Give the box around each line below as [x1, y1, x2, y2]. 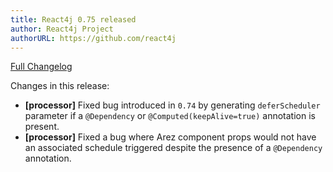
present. [24, 121, 60, 133]
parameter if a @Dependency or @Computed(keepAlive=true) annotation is [24, 110, 316, 122]
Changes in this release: [10, 80, 110, 92]
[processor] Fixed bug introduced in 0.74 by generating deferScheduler [24, 99, 321, 111]
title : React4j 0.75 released [10, 14, 137, 25]
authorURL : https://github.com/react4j [10, 33, 177, 43]
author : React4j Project [10, 24, 114, 34]
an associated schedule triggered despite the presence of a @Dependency [24, 142, 323, 154]
